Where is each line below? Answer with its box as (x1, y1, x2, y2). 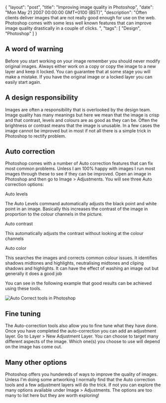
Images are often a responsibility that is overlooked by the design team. (5, 107, 151, 113)
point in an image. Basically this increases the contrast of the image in (5, 206, 148, 212)
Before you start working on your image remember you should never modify (5, 58, 161, 64)
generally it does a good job (5, 271, 62, 277)
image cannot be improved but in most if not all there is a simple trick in (5, 127, 151, 133)
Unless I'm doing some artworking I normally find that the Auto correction (5, 377, 156, 383)
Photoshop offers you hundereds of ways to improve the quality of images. (5, 371, 158, 377)
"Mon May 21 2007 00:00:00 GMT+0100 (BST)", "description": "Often (5, 9, 147, 15)
